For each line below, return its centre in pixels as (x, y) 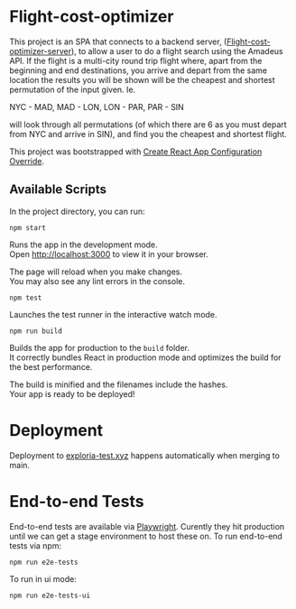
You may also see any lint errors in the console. (97, 281)
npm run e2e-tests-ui (50, 595)
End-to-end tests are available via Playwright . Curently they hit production (147, 526)
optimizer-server (41, 51)
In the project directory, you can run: (77, 211)
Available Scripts (58, 190)
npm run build (36, 331)
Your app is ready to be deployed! (72, 393)
